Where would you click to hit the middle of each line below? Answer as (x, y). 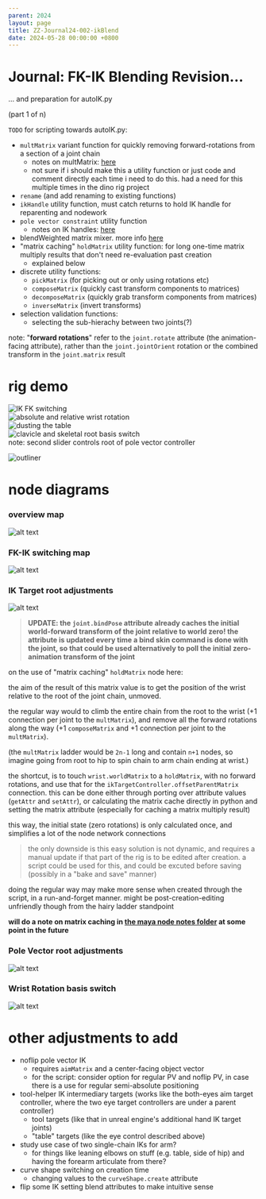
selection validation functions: (69, 314)
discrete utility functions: (60, 272)
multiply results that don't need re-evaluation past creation (116, 255)
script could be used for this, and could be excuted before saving (135, 866)
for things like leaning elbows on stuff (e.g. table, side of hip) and (138, 1153)
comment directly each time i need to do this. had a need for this (137, 179)
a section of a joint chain (60, 154)
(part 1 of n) (27, 114)
